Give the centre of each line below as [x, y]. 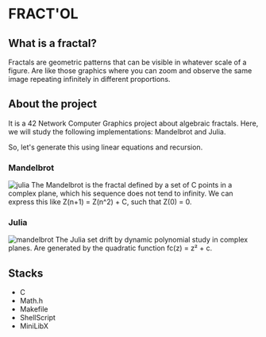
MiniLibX [34, 326]
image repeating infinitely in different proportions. [89, 79]
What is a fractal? [52, 43]
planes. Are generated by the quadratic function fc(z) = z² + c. [110, 248]
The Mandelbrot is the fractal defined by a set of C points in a [132, 185]
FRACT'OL [43, 14]
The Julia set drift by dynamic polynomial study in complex [152, 240]
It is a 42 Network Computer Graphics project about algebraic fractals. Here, [133, 123]
